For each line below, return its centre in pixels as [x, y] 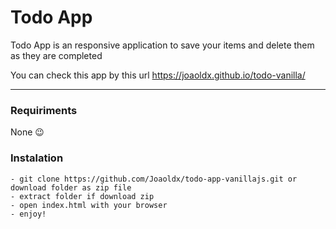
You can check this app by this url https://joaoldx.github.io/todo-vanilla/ [158, 75]
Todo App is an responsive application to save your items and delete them [162, 45]
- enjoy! [28, 214]
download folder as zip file [71, 187]
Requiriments [44, 110]
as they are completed [56, 55]
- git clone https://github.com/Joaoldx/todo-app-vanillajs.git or [154, 179]
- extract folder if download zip [82, 196]
